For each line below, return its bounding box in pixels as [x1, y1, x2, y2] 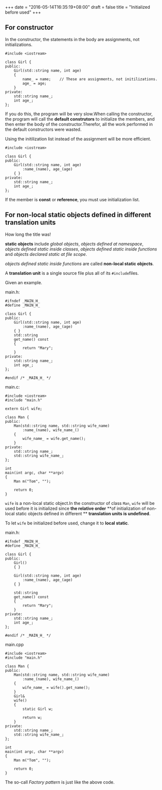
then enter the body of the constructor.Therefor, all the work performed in [5, 121, 153, 127]
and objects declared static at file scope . [5, 251, 88, 257]
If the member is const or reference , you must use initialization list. [5, 196, 140, 202]
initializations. [5, 42, 33, 47]
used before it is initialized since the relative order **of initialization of [5, 505, 146, 511]
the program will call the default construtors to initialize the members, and [5, 116, 155, 122]
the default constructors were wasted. [5, 126, 82, 132]
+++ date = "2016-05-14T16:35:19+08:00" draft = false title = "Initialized [5, 4, 150, 10]
